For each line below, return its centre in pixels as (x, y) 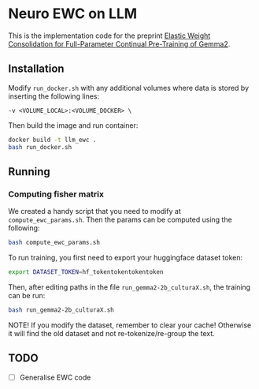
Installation (36, 69)
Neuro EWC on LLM (73, 14)
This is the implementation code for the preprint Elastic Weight (109, 36)
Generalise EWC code (55, 377)
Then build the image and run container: (73, 125)
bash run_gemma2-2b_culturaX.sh (61, 310)
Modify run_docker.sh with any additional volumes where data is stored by (129, 88)
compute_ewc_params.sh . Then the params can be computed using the (120, 220)
